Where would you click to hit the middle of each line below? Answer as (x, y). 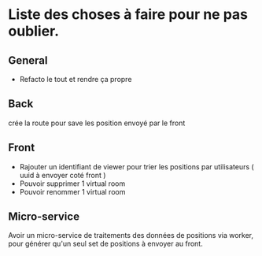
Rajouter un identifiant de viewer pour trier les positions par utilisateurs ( (137, 166)
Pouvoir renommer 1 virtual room (72, 191)
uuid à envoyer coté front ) (63, 175)
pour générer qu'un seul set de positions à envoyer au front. (105, 244)
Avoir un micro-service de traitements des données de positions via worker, (131, 236)
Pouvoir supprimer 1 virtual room (72, 184)
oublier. (34, 31)
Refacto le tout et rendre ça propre (76, 79)
